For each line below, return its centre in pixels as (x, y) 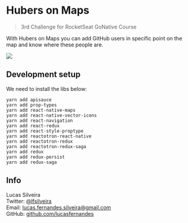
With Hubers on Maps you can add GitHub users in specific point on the (94, 38)
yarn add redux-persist (36, 157)
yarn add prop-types (32, 105)
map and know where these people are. (55, 45)
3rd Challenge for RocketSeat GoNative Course (79, 27)
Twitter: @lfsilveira (29, 201)
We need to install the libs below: (47, 89)
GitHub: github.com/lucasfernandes (50, 213)
